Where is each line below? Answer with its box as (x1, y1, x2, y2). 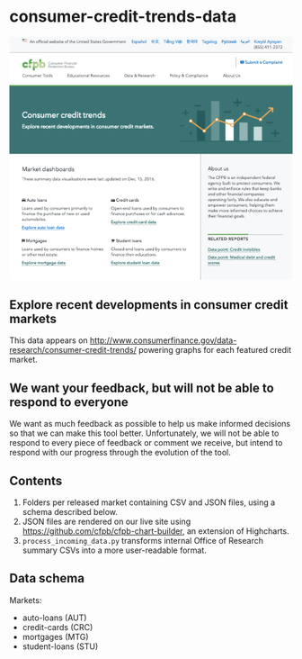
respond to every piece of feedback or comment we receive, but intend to (9, 438, 283, 448)
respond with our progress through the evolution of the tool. (9, 447, 231, 458)
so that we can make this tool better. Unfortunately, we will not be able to (9, 428, 280, 438)
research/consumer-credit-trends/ (9, 345, 137, 356)
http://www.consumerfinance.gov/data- (89, 335, 237, 346)
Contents (9, 473, 63, 488)
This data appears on (9, 335, 88, 346)
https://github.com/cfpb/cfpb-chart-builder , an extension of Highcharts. (22, 526, 289, 537)
